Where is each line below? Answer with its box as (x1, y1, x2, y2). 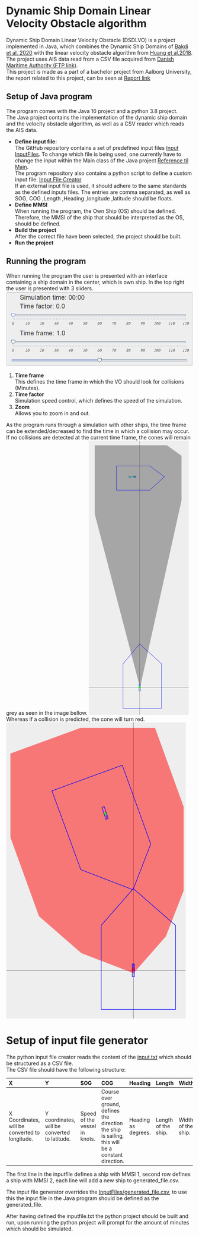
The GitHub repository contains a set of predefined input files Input (14, 144, 179, 151)
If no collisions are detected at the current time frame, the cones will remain (6, 434, 191, 441)
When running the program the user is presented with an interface (6, 272, 168, 279)
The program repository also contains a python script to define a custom (14, 169, 192, 177)
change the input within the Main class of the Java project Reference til (14, 156, 188, 164)
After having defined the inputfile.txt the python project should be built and (6, 1213, 189, 1220)
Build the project (14, 226, 57, 233)
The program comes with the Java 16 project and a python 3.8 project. (6, 107, 178, 114)
